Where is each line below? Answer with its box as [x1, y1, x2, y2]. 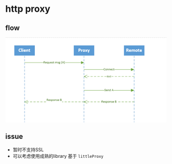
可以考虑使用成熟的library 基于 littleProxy [12, 153, 104, 159]
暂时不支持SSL [12, 147, 44, 153]
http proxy [5, 3, 50, 15]
